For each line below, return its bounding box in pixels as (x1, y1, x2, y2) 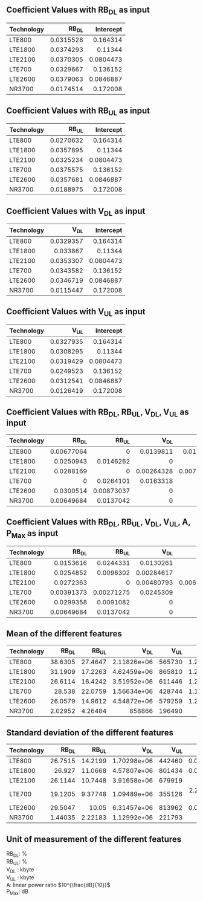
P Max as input (6, 528, 59, 540)
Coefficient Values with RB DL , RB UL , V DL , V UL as (6, 407, 189, 419)
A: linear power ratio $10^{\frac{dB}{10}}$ (6, 882, 111, 889)
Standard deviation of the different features (6, 728, 174, 738)
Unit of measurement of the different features (6, 834, 182, 844)
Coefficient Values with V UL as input (6, 306, 146, 318)
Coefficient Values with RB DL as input (6, 5, 150, 17)
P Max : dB (6, 888, 29, 897)
